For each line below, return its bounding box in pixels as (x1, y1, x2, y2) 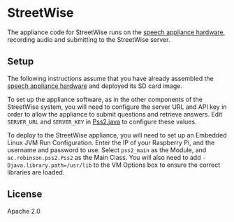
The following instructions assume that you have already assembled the (7, 74, 214, 82)
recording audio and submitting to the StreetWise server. (7, 35, 170, 43)
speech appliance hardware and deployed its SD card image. (7, 82, 183, 90)
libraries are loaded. (7, 168, 65, 176)
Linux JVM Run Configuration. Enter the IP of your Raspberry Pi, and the (7, 138, 215, 147)
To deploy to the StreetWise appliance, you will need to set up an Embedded (7, 131, 227, 139)
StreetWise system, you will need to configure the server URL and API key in (7, 103, 227, 111)
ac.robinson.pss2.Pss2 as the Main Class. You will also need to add (7, 153, 201, 161)
